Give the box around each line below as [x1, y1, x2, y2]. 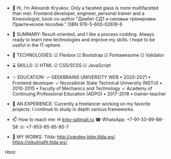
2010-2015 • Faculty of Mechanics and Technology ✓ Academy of [12, 85, 153, 91]
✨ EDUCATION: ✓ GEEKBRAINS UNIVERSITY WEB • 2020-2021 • [12, 74, 151, 80]
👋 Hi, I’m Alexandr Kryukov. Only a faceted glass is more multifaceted [12, 5, 159, 11]
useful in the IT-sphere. [12, 42, 62, 48]
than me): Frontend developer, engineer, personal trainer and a [12, 10, 144, 16]
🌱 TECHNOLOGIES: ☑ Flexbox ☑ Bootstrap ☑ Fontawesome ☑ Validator [12, 52, 164, 58]
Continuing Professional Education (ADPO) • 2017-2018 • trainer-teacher [12, 91, 166, 97]
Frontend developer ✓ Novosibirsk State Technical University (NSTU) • [12, 80, 162, 86]
